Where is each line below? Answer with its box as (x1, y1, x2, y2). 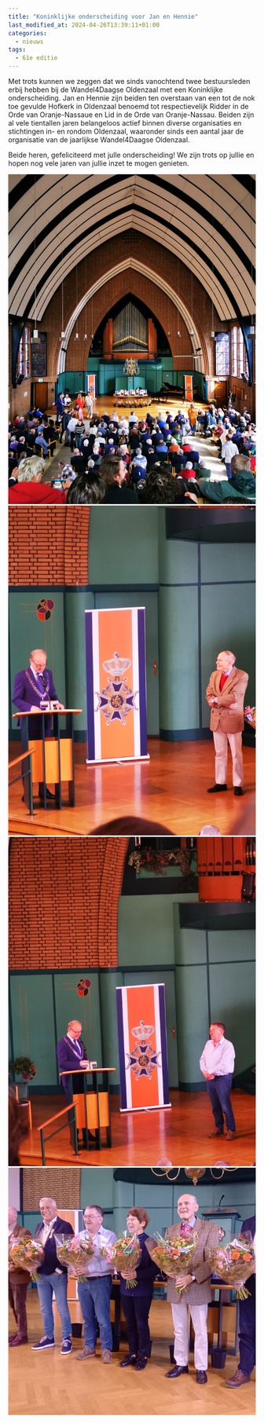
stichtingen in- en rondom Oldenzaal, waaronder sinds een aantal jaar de (8, 126, 244, 136)
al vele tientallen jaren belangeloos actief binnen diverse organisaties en (8, 119, 242, 127)
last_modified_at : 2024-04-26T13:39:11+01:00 (8, 20, 159, 29)
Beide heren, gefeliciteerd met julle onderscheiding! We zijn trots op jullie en (8, 150, 255, 159)
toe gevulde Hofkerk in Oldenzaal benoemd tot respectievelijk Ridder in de (8, 102, 249, 111)
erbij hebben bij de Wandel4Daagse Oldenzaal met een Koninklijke (8, 85, 224, 94)
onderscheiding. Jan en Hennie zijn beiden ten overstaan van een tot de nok (8, 93, 255, 102)
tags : (8, 46, 26, 54)
